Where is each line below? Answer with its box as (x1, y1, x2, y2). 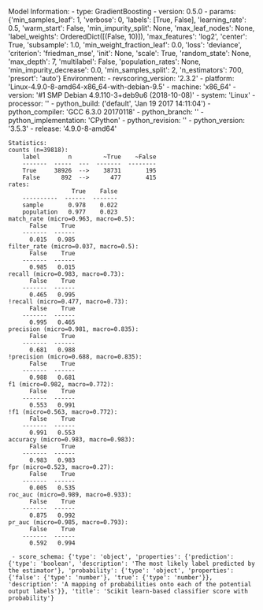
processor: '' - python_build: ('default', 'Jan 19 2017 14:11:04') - (8, 99, 211, 108)
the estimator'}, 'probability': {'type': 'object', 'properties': (8, 567, 235, 575)
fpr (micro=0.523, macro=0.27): (8, 463, 114, 471)
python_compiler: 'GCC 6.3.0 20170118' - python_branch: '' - (8, 107, 205, 117)
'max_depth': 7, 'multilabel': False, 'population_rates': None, (8, 57, 201, 66)
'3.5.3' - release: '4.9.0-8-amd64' (8, 124, 117, 133)
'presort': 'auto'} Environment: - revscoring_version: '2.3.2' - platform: (8, 74, 235, 83)
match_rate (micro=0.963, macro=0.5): (8, 215, 135, 223)
